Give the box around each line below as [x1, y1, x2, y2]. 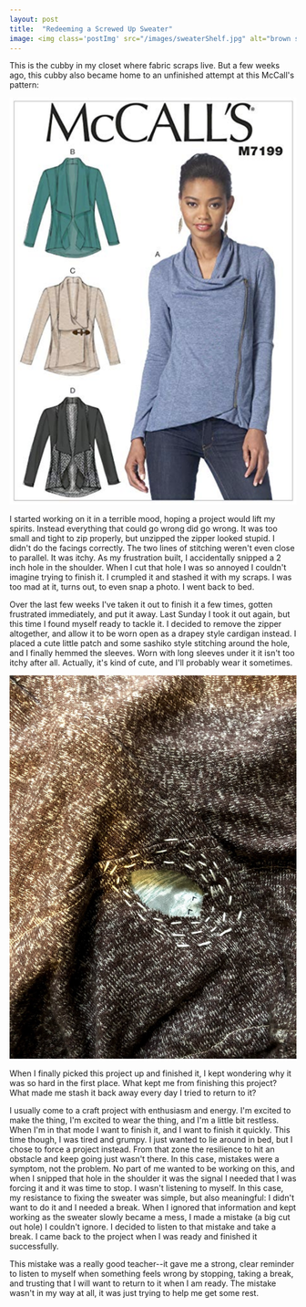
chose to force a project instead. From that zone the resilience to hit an [9, 1144, 275, 1155]
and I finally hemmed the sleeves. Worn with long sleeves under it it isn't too [9, 648, 295, 659]
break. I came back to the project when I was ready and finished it [9, 1231, 258, 1242]
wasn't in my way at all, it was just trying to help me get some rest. [9, 1288, 260, 1299]
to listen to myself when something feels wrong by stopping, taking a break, [9, 1269, 294, 1280]
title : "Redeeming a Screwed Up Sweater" [9, 24, 173, 34]
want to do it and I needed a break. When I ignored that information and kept [9, 1202, 297, 1213]
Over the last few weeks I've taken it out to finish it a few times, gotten [9, 599, 273, 611]
